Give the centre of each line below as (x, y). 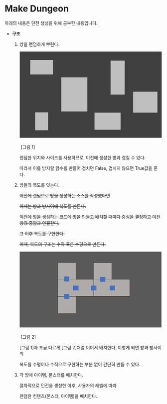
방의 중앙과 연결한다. (39, 223)
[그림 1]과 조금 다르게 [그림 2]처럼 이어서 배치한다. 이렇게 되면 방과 (84, 348)
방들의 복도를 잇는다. (39, 185)
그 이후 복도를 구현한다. (42, 233)
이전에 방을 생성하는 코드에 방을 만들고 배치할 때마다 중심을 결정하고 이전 (90, 217)
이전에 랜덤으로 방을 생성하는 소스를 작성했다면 (65, 195)
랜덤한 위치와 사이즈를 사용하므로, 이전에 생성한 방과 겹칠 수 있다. (82, 157)
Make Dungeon (37, 9)
